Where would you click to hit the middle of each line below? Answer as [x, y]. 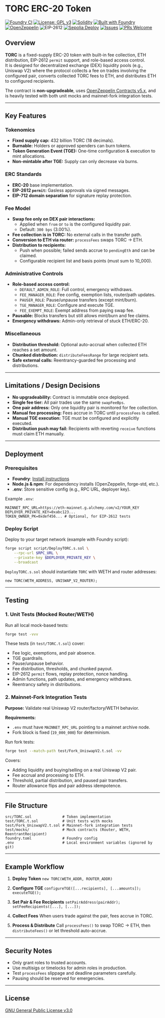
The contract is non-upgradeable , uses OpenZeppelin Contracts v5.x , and [81, 90]
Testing [17, 601]
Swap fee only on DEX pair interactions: [54, 219]
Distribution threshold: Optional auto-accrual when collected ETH [79, 344]
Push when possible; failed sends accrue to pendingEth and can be [87, 250]
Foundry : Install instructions [41, 479]
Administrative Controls [34, 273]
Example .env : [19, 499]
